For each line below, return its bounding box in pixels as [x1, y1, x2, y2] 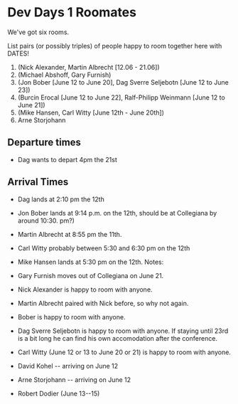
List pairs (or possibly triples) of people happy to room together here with [7, 41, 222, 50]
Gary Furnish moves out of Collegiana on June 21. [17, 271, 164, 280]
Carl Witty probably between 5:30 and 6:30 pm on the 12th [17, 243, 190, 253]
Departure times [7, 137, 82, 149]
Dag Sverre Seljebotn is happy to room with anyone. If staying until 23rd [17, 326, 229, 335]
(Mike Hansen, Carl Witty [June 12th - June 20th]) [17, 108, 165, 117]
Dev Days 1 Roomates [7, 4, 137, 21]
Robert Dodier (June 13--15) [17, 389, 100, 398]
